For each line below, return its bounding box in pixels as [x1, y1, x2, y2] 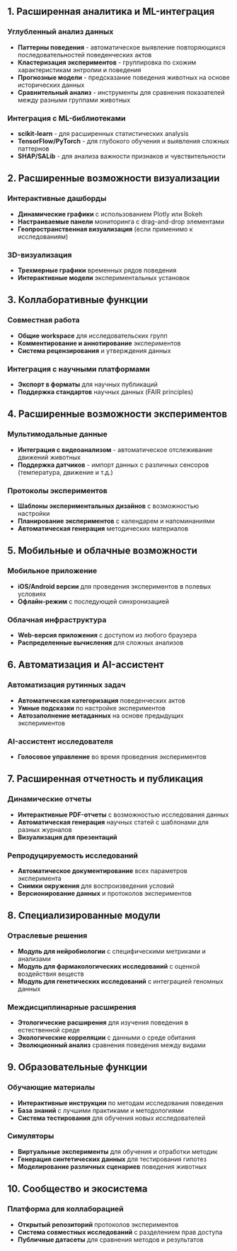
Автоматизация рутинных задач [7, 680, 126, 690]
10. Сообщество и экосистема [7, 1183, 148, 1195]
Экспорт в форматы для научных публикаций [17, 380, 158, 388]
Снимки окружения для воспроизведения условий [17, 881, 175, 890]
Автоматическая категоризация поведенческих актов [17, 696, 185, 705]
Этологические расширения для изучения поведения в [17, 1018, 189, 1027]
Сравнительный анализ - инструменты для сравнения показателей [17, 88, 225, 96]
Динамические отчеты [7, 794, 92, 804]
